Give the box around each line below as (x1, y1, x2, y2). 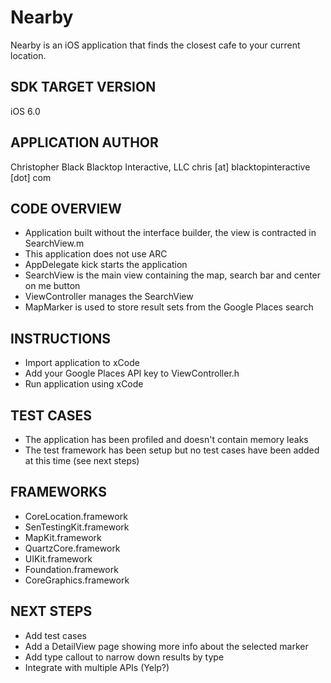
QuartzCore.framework (24, 542, 121, 554)
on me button (24, 280, 81, 292)
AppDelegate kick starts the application (24, 259, 188, 271)
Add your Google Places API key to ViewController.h (24, 367, 240, 380)
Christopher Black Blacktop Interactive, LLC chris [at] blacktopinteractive (10, 161, 311, 173)
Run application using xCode (24, 378, 144, 390)
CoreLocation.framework (24, 510, 128, 522)
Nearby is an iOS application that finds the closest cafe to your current (10, 39, 301, 51)
